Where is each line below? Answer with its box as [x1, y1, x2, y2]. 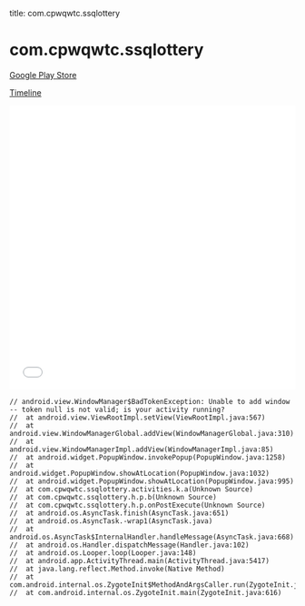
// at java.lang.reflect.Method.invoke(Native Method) [9, 564, 225, 573]
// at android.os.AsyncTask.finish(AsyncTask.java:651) [9, 509, 230, 518]
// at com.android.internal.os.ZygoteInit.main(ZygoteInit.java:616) [9, 588, 282, 597]
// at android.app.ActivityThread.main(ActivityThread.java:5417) [9, 556, 271, 565]
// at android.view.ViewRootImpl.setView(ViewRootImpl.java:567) [9, 413, 266, 422]
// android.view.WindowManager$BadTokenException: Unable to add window [9, 397, 290, 406]
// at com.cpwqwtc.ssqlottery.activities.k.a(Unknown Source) [9, 484, 254, 494]
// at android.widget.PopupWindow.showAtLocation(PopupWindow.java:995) [9, 477, 295, 486]
